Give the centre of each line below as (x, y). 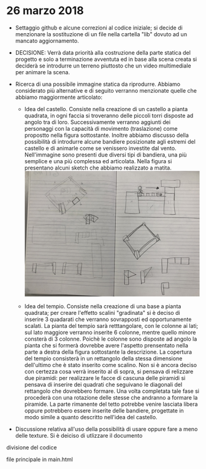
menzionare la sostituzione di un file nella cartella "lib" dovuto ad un (101, 34)
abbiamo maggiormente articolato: (59, 97)
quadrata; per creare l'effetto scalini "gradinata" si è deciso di (102, 313)
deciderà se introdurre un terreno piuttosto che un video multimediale (103, 66)
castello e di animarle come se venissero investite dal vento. (100, 148)
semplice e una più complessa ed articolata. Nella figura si (98, 161)
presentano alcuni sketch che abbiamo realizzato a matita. (98, 168)
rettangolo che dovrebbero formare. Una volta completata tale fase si (112, 391)
